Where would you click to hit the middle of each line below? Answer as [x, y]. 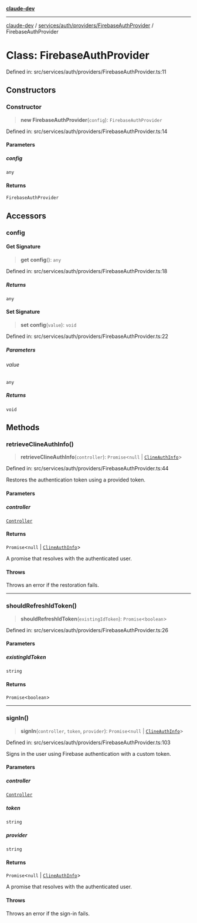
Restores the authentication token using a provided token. [76, 480]
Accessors [26, 216]
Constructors [31, 90]
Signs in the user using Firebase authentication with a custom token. [89, 753]
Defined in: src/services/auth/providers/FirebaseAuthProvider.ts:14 [87, 131]
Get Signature [23, 247]
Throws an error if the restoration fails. [53, 585]
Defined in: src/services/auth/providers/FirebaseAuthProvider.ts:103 [89, 742]
